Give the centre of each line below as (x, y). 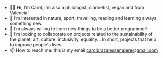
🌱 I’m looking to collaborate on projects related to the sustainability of (81, 34)
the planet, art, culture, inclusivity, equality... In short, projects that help (83, 39)
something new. (26, 23)
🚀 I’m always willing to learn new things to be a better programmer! (79, 29)
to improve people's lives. (36, 44)
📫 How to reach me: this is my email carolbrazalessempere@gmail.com (84, 50)
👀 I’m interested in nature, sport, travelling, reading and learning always (83, 18)
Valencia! (19, 13)
